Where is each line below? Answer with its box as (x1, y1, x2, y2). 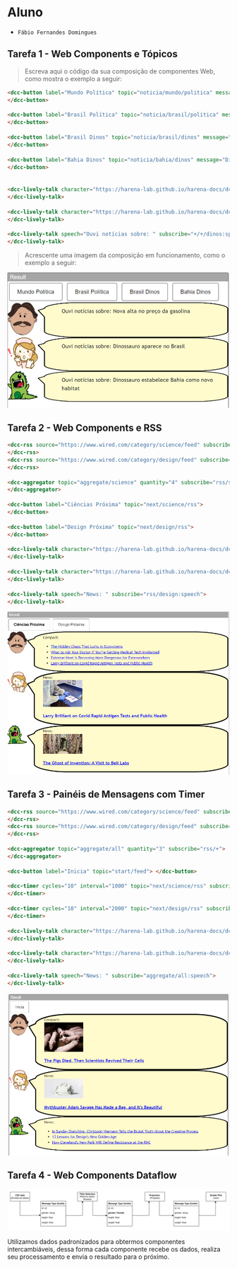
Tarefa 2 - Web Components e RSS (7, 421, 162, 434)
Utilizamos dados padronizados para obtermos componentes (7, 1238, 186, 1246)
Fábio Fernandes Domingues (17, 29, 97, 36)
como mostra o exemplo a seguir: (24, 74, 122, 83)
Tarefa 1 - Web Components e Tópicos (7, 48, 178, 60)
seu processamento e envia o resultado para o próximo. (7, 1252, 170, 1261)
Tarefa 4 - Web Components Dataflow (7, 1170, 178, 1182)
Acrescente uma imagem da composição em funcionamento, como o (24, 251, 226, 260)
